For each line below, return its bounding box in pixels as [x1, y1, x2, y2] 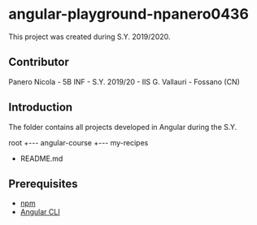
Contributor [8, 55, 69, 69]
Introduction [8, 101, 73, 115]
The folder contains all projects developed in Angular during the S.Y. [8, 122, 237, 132]
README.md [20, 154, 63, 163]
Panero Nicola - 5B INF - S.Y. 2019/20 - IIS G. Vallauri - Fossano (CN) [8, 76, 240, 86]
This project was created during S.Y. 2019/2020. [8, 32, 171, 41]
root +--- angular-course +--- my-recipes [8, 137, 149, 147]
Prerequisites [8, 176, 78, 191]
